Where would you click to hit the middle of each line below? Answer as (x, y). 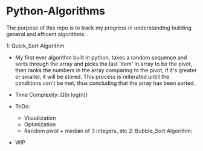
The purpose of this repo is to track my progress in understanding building (99, 28)
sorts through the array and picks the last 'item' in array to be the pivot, (104, 64)
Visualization (40, 118)
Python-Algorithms (56, 11)
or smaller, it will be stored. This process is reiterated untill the (92, 76)
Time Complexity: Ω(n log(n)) (51, 94)
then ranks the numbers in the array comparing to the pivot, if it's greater (106, 70)
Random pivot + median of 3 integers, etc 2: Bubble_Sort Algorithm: (108, 131)
